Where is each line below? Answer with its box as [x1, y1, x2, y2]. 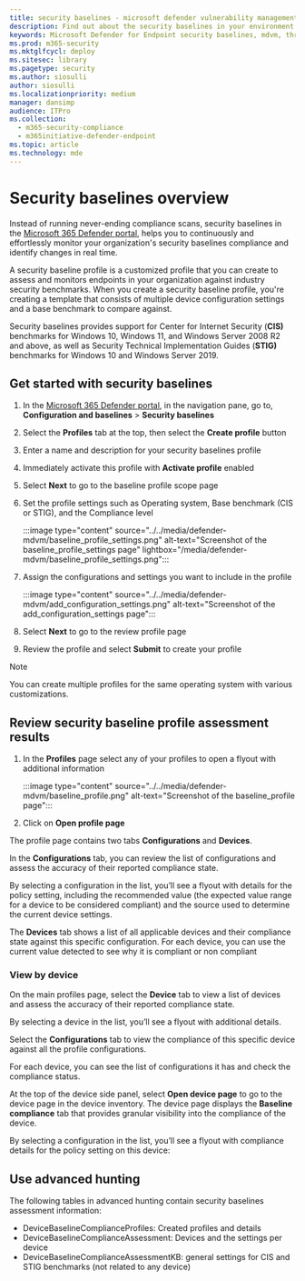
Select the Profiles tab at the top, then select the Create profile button [22, 427, 287, 438]
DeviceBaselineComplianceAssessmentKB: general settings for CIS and [22, 1252, 290, 1263]
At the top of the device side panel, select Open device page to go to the [9, 1088, 283, 1100]
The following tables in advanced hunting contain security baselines [9, 1196, 265, 1206]
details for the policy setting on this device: [9, 1145, 171, 1156]
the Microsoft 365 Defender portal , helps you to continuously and [9, 227, 254, 238]
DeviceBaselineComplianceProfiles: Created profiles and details [22, 1223, 261, 1234]
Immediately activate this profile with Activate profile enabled [22, 463, 254, 474]
